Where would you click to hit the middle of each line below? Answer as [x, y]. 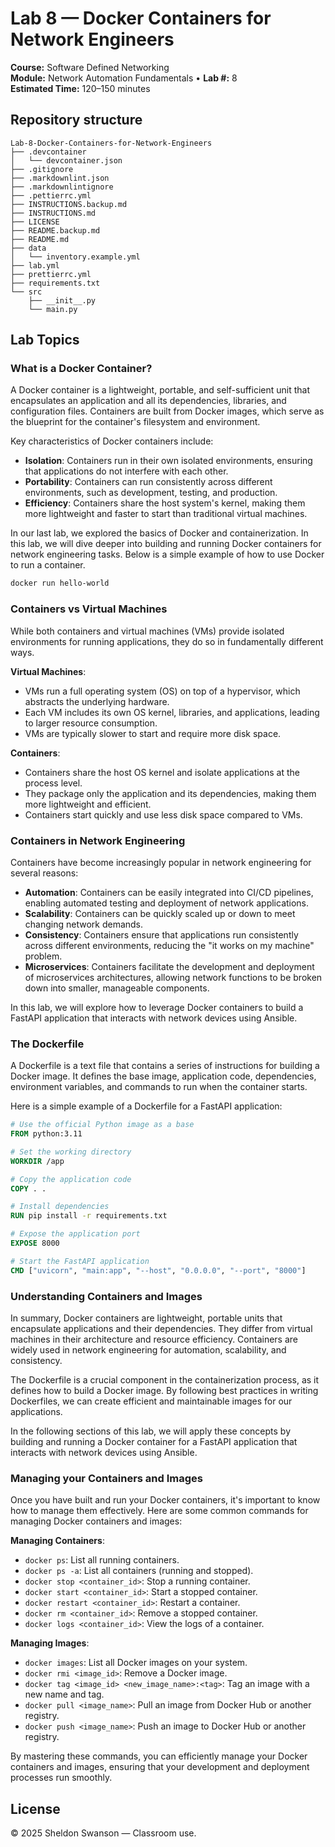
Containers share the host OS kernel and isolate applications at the [162, 772]
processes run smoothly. [61, 1778]
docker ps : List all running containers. [102, 1560]
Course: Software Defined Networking [90, 67]
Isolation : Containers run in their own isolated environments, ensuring [168, 461]
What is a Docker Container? [81, 369]
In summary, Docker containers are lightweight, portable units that [146, 1318]
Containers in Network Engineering [98, 840]
